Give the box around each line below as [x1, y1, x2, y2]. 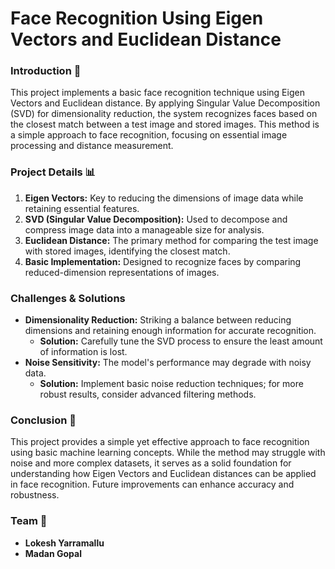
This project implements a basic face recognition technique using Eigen [10, 87, 305, 99]
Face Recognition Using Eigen [10, 7, 264, 30]
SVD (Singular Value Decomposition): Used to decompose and [24, 213, 288, 225]
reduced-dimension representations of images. [24, 266, 220, 278]
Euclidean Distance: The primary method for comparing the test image [24, 234, 319, 246]
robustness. [10, 489, 60, 501]
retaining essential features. [24, 202, 140, 214]
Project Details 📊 [10, 165, 97, 179]
